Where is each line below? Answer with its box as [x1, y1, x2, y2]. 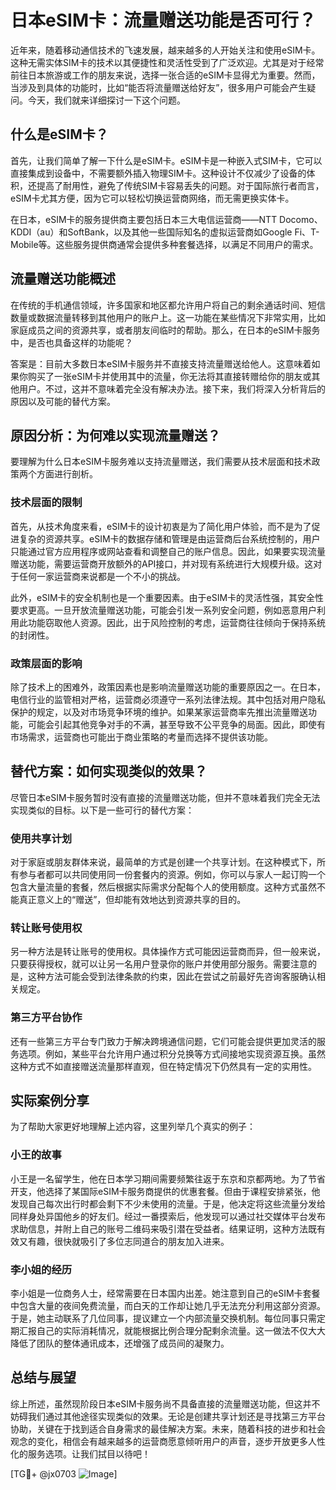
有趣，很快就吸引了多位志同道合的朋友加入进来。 [27, 1235, 230, 1247]
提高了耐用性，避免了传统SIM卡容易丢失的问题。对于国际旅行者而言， [36, 179, 325, 191]
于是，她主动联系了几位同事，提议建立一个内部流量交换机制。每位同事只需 [10, 1312, 317, 1325]
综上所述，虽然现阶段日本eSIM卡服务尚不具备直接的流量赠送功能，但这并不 [10, 1397, 321, 1410]
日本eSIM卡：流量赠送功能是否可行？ [10, 9, 317, 32]
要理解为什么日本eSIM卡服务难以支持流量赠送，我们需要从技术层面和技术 [10, 456, 312, 468]
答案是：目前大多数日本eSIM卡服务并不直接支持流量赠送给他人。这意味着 [10, 357, 312, 370]
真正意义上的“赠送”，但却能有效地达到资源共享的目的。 [18, 894, 247, 906]
